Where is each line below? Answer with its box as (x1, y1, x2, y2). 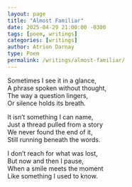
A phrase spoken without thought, (7, 83, 107, 92)
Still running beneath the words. (7, 135, 101, 144)
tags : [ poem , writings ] (7, 30, 78, 38)
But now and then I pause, (7, 156, 84, 165)
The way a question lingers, (7, 91, 89, 100)
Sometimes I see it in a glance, (7, 76, 97, 85)
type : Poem (7, 50, 40, 58)
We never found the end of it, (7, 127, 93, 136)
